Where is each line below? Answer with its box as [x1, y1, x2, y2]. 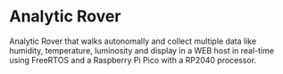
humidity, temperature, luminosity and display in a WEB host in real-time [9, 45, 275, 55]
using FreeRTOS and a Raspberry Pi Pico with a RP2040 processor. [9, 54, 257, 65]
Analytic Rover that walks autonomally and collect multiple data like [9, 36, 257, 46]
